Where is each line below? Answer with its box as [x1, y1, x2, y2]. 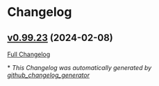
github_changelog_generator [7, 71, 90, 79]
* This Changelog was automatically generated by [7, 64, 152, 71]
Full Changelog [7, 50, 51, 58]
